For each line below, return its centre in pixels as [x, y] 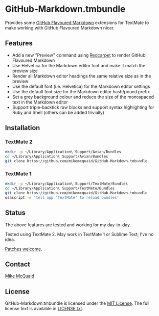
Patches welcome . [24, 249]
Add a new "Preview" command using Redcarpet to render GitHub [79, 55]
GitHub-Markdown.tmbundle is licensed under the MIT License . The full [77, 303]
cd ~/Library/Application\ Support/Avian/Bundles [57, 157]
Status [15, 213]
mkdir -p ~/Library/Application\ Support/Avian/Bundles [63, 152]
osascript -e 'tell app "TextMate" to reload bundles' [62, 197]
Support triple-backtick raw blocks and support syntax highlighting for [83, 107]
